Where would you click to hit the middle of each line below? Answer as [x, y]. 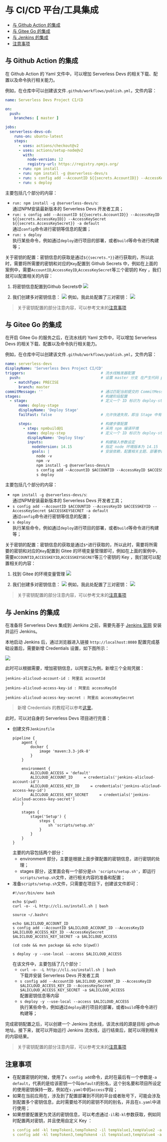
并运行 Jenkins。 [23, 631]
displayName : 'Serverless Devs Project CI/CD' [54, 369]
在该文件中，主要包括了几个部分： [47, 964]
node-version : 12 [45, 160]
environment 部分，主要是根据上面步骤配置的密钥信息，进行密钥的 [87, 859]
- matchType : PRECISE [36, 382]
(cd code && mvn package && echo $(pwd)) [56, 945]
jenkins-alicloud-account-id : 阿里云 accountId [55, 679]
